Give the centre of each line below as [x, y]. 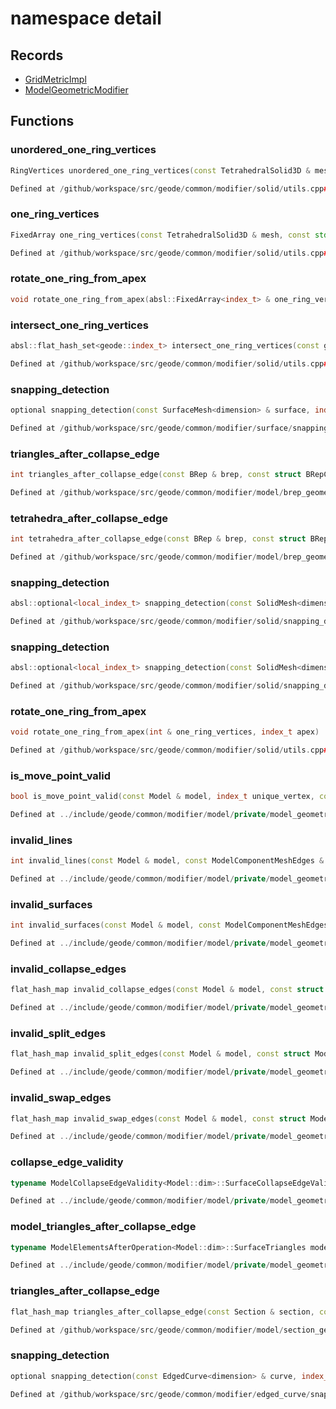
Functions [42, 121]
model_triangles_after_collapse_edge [103, 1227]
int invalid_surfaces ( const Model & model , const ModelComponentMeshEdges [169, 925]
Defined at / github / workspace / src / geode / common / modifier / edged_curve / [160, 1394]
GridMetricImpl [55, 79]
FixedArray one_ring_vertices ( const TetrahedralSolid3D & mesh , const [160, 235]
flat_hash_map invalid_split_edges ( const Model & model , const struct [160, 1054]
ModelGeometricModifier [76, 90]
